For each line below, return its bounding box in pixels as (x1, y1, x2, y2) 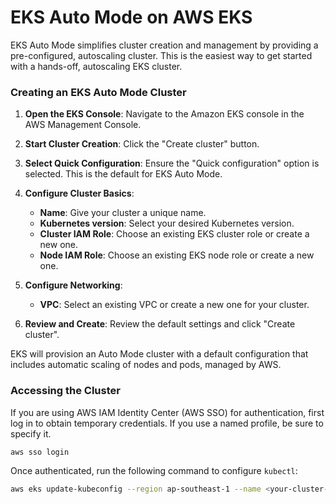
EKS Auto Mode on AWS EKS (10, 6, 253, 29)
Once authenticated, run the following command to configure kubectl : (10, 465, 298, 477)
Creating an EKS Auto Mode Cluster (10, 85, 187, 99)
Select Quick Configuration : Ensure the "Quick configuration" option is (24, 157, 320, 170)
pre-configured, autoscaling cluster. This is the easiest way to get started (10, 49, 313, 61)
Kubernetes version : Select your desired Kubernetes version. (39, 217, 295, 230)
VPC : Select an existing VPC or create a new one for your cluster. (39, 299, 310, 311)
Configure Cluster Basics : (24, 187, 135, 200)
